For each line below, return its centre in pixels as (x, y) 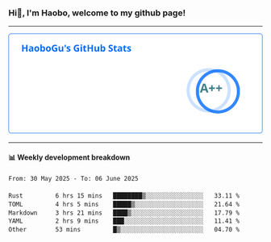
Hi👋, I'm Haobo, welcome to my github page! (97, 13)
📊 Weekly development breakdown (69, 157)
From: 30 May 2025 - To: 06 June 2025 (73, 179)
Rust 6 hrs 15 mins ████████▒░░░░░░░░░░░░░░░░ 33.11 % (124, 196)
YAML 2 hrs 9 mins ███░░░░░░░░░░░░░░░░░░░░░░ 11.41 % (124, 221)
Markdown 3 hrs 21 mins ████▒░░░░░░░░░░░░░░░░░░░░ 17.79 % (124, 213)
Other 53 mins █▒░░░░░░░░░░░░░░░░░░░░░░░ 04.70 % (124, 230)
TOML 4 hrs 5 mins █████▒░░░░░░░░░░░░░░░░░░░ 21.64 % (124, 204)
